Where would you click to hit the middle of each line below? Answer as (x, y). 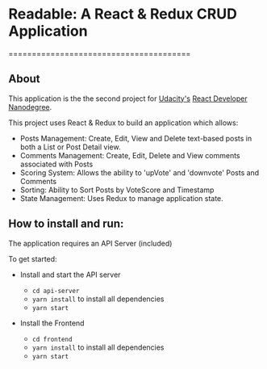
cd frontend (52, 339)
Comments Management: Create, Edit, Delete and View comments (130, 155)
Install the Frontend (52, 323)
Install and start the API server (70, 275)
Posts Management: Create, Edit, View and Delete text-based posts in (136, 138)
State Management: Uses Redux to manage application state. (121, 198)
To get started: (33, 258)
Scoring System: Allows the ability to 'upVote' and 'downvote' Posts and (140, 172)
